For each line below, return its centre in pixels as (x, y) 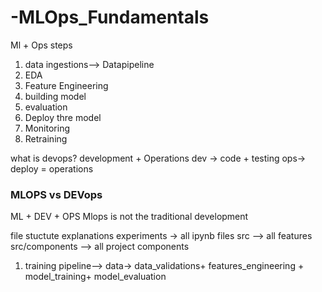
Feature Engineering (66, 85)
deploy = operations (52, 168)
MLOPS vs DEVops (56, 194)
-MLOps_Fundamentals (110, 17)
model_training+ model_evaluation (95, 277)
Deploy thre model (63, 117)
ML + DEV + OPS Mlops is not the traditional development (129, 217)
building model (55, 96)
